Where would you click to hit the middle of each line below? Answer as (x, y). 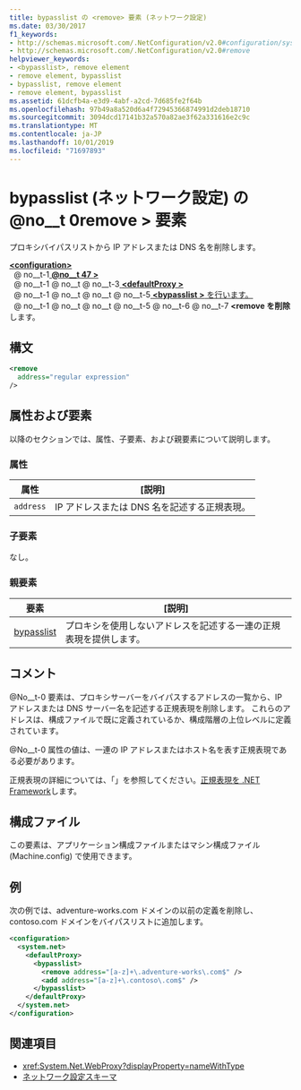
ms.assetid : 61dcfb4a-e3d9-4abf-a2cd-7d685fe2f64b (106, 101)
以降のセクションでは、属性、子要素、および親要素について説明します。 (142, 439)
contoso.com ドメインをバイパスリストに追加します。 (109, 922)
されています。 (37, 730)
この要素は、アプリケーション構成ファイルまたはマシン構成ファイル (135, 845)
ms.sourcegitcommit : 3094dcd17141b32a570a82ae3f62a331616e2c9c (130, 117)
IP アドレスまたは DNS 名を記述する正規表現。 (153, 507)
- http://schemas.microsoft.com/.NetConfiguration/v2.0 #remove (130, 51)
